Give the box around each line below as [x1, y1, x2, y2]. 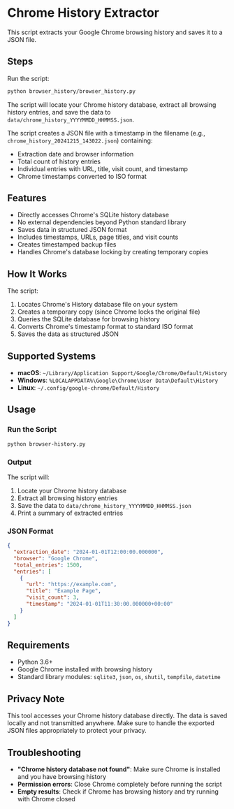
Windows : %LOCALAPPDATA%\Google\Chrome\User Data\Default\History [17, 376, 219, 385]
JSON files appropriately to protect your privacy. [7, 727, 147, 735]
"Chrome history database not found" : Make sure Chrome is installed [17, 765, 221, 773]
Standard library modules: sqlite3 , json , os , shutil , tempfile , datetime [17, 673, 221, 681]
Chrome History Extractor [7, 5, 159, 21]
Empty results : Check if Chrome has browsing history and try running [17, 787, 219, 796]
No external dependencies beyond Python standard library [17, 218, 187, 226]
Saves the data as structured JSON [17, 330, 119, 338]
